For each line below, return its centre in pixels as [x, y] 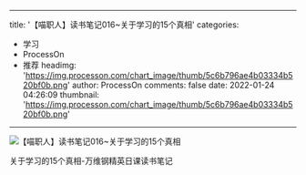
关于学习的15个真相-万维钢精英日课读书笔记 [91, 161]
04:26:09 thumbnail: [61, 95]
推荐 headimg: [50, 65]
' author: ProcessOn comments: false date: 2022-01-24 [171, 85]
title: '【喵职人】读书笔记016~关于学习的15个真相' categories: [124, 25]
